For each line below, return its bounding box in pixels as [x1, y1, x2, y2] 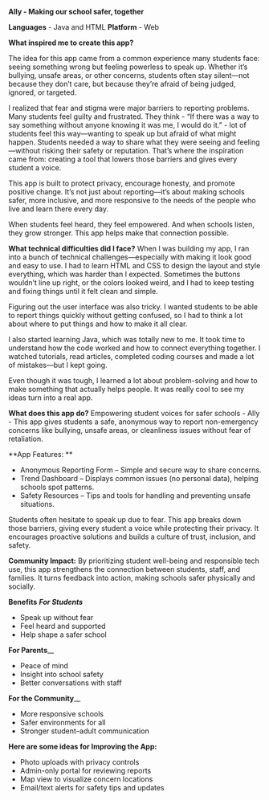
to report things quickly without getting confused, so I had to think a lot [8, 311, 243, 320]
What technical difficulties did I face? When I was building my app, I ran [8, 244, 250, 253]
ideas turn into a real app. [8, 393, 93, 402]
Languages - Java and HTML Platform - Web [8, 22, 159, 31]
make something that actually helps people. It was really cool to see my [8, 385, 245, 394]
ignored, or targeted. [8, 88, 77, 97]
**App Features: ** [8, 450, 73, 459]
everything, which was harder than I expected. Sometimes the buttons [8, 269, 241, 279]
